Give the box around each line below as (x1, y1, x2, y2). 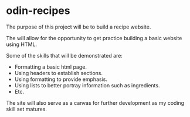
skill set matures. (6, 105, 47, 112)
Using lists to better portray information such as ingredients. (14, 81, 160, 88)
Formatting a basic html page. (14, 63, 87, 70)
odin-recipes (6, 4, 70, 17)
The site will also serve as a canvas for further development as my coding (6, 99, 185, 106)
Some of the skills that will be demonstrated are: (6, 52, 123, 59)
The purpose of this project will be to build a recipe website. (6, 23, 151, 30)
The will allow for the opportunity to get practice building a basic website (6, 34, 182, 41)
